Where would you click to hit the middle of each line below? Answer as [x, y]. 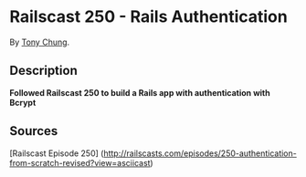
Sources [34, 131]
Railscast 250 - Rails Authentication [148, 17]
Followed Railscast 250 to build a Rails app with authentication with [140, 92]
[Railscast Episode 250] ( [57, 153]
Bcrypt [23, 102]
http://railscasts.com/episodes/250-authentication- [200, 153]
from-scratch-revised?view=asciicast [80, 162]
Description [43, 71]
